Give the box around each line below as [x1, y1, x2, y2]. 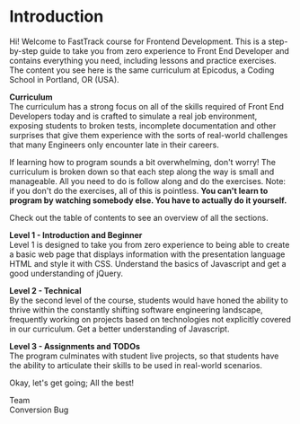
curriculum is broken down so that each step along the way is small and [9, 166, 275, 177]
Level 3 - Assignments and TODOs [9, 340, 141, 351]
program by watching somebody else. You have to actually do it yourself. [9, 195, 287, 206]
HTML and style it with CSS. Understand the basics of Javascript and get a [9, 258, 287, 269]
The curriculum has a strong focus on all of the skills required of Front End [9, 101, 285, 111]
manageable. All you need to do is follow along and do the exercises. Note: [9, 175, 286, 186]
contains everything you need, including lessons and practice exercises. [9, 55, 277, 66]
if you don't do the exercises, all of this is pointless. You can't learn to [9, 185, 269, 196]
